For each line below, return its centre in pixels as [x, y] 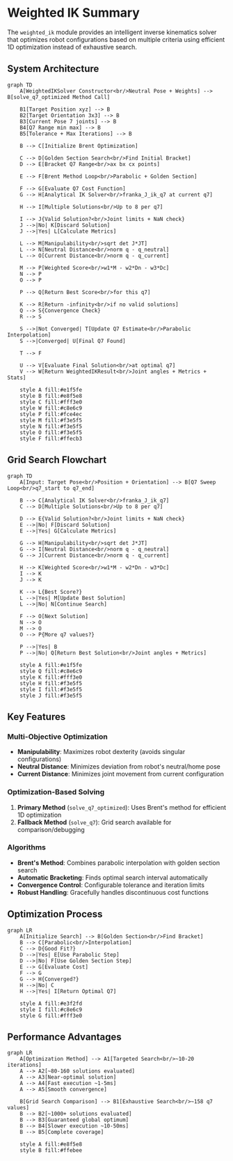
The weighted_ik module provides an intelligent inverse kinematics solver [112, 32]
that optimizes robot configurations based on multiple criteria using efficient [116, 39]
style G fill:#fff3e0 [51, 1015]
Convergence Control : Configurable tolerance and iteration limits [111, 885]
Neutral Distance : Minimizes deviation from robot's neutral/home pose [119, 767]
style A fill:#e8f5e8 [51, 1144]
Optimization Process [55, 914]
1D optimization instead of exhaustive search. [72, 47]
